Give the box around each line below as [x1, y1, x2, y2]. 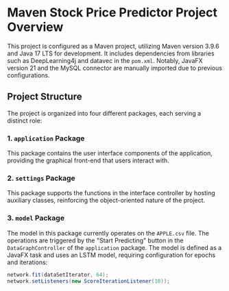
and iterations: [7, 258, 48, 266]
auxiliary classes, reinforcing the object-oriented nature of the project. [7, 197, 206, 205]
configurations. [7, 71, 50, 79]
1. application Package [7, 134, 85, 143]
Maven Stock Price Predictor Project [7, 5, 218, 21]
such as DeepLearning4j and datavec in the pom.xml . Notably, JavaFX [7, 56, 204, 64]
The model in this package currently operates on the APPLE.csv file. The [7, 229, 209, 237]
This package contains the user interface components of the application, [7, 149, 213, 157]
